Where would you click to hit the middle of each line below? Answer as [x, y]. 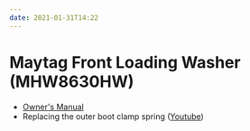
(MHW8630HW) [72, 81]
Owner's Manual [53, 107]
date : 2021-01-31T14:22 [54, 18]
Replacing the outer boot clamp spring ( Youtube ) [113, 116]
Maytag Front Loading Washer [125, 62]
